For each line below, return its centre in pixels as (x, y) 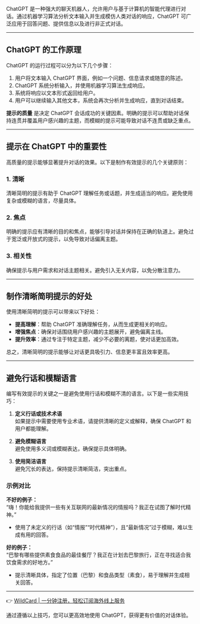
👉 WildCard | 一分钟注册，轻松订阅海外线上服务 (65, 601)
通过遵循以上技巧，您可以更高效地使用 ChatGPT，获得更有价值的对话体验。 (99, 615)
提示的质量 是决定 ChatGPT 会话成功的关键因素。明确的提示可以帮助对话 (95, 113)
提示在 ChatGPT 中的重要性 (57, 147)
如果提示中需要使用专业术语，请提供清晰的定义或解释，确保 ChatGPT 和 (103, 421)
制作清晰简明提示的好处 (49, 296)
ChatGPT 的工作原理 (44, 50)
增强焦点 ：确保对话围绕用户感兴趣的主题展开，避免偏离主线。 (90, 332)
